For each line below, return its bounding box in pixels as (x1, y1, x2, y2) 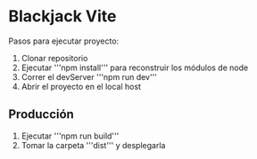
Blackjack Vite (8, 6, 117, 27)
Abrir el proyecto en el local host (21, 81, 142, 91)
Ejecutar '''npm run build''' (21, 131, 120, 141)
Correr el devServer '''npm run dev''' (21, 71, 158, 82)
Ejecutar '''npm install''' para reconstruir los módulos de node (21, 62, 249, 73)
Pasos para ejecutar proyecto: (8, 36, 120, 46)
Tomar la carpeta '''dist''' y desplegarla (21, 139, 166, 150)
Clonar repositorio (21, 52, 88, 63)
